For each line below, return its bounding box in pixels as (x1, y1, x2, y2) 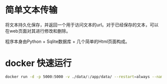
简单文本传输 (5, 4, 58, 16)
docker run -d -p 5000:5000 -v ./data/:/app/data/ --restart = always (5, 74, 150, 79)
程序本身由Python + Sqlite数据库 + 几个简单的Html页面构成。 (5, 38, 130, 44)
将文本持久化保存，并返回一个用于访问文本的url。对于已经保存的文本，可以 (5, 22, 159, 28)
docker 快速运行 (5, 58, 72, 69)
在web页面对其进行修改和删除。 (5, 28, 71, 34)
